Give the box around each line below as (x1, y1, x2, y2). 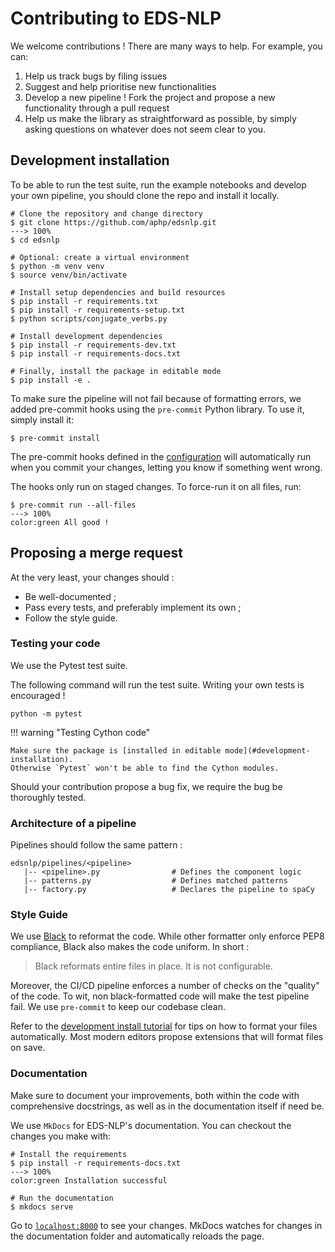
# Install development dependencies (10, 331, 163, 341)
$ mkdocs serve (10, 1202, 74, 1212)
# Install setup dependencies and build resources (10, 287, 226, 297)
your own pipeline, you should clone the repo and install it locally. (10, 189, 280, 201)
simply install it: (10, 413, 75, 426)
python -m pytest (10, 708, 83, 719)
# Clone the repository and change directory (10, 208, 203, 219)
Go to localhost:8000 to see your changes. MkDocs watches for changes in (10, 1219, 323, 1231)
